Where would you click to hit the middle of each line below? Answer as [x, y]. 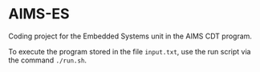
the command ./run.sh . [47, 60]
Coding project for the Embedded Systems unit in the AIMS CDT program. [130, 36]
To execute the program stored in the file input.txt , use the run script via [130, 51]
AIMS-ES [39, 14]
